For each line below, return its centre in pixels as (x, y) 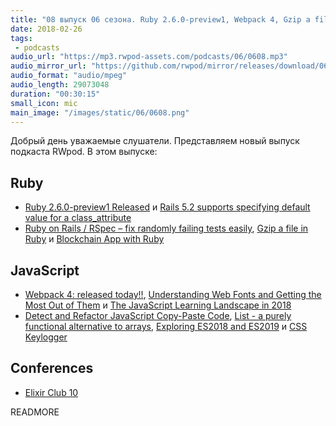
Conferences (52, 368)
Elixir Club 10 (51, 392)
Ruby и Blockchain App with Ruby (94, 239)
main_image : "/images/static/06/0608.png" (100, 112)
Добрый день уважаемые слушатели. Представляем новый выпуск (155, 141)
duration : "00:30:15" (55, 94)
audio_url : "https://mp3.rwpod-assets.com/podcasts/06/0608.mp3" (149, 57)
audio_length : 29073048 (60, 85)
